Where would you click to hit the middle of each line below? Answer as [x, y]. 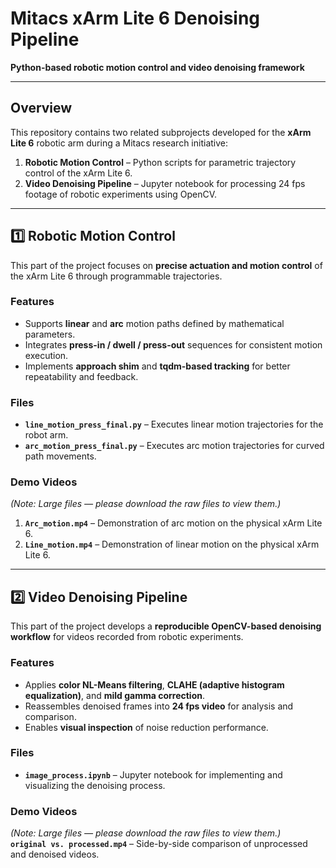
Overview [41, 108]
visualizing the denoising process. [95, 785]
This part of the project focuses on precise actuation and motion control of [166, 265]
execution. [46, 355]
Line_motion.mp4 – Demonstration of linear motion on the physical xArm [172, 544]
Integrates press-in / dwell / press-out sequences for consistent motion [173, 344]
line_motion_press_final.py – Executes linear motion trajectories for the [174, 424]
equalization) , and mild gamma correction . [114, 695]
